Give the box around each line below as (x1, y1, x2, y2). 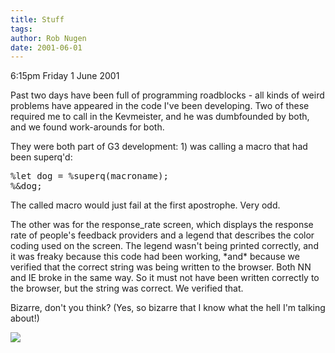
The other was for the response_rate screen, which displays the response (10, 219, 314, 231)
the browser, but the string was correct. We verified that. (10, 282, 244, 295)
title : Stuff (10, 14, 65, 25)
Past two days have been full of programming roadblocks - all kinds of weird (10, 89, 325, 101)
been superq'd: (10, 151, 73, 163)
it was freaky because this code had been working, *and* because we (10, 251, 300, 263)
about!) (10, 312, 40, 325)
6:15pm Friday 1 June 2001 (10, 70, 120, 82)
